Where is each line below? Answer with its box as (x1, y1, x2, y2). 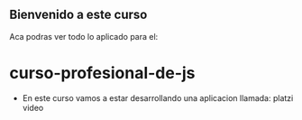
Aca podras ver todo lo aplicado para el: (9, 31, 159, 42)
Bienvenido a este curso (9, 7, 148, 23)
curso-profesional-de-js (9, 63, 196, 83)
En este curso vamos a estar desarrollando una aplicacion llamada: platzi (22, 92, 294, 103)
